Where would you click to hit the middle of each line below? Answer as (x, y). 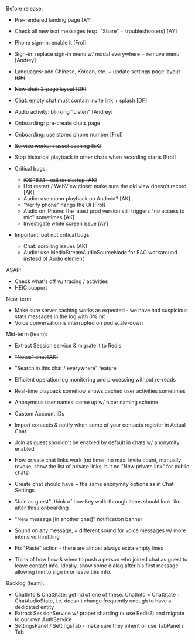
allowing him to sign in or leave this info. (63, 572)
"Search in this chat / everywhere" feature (65, 368)
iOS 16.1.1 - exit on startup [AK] (60, 180)
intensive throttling (37, 537)
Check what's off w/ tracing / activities (61, 281)
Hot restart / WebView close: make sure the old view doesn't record (105, 186)
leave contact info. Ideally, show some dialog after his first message (96, 566)
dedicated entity (34, 607)
